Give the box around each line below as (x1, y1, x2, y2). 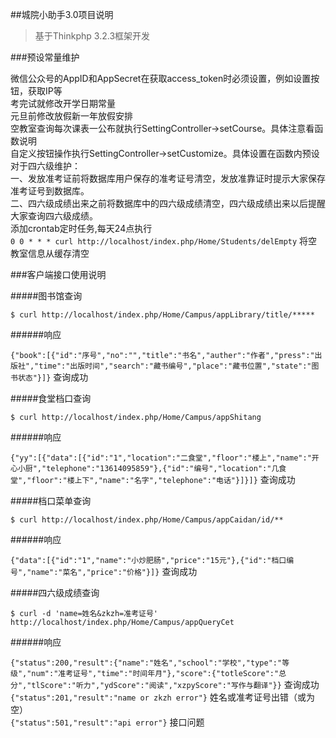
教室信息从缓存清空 (10, 248, 90, 259)
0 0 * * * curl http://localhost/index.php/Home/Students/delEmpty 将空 (10, 235, 318, 247)
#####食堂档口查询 (10, 393, 92, 404)
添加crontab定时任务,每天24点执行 (10, 223, 153, 234)
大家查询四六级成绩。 (10, 210, 98, 222)
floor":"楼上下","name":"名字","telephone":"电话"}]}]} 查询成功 (31, 474, 296, 485)
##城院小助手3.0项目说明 (10, 9, 114, 20)
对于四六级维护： (10, 160, 81, 172)
